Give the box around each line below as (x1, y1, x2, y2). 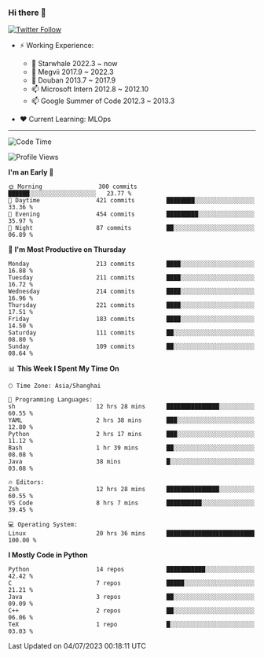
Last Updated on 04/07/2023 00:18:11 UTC (8, 641, 147, 651)
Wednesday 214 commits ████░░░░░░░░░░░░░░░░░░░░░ (8, 287, 255, 296)
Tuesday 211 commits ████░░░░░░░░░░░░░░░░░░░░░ (8, 274, 255, 282)
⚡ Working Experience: (19, 41, 94, 50)
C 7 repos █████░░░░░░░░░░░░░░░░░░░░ (8, 579, 255, 587)
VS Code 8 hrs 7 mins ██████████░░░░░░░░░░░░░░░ (8, 499, 255, 507)
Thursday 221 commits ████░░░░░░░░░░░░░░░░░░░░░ (8, 301, 255, 309)
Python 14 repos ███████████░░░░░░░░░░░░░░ (8, 566, 255, 574)
